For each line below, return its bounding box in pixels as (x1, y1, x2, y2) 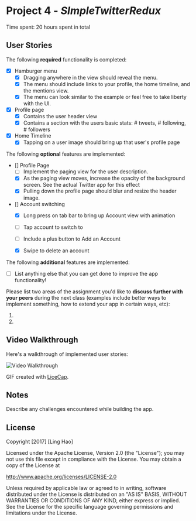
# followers (23, 126, 51, 133)
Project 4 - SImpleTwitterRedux (6, 4, 161, 18)
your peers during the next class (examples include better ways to (6, 294, 167, 301)
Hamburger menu (14, 67, 57, 74)
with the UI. (23, 100, 51, 107)
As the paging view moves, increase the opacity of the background (23, 174, 185, 182)
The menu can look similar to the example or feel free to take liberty (23, 93, 187, 100)
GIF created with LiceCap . (6, 373, 69, 380)
